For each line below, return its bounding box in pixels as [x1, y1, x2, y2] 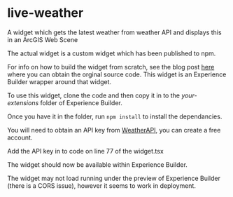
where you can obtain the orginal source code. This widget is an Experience [7, 70, 227, 79]
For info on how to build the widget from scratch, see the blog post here [7, 62, 215, 71]
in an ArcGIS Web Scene [7, 35, 78, 43]
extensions [7, 98, 39, 107]
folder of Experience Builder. [40, 98, 122, 107]
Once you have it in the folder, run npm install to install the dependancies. [7, 112, 223, 121]
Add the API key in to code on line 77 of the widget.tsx [7, 147, 164, 155]
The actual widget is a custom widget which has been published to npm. [7, 49, 216, 57]
